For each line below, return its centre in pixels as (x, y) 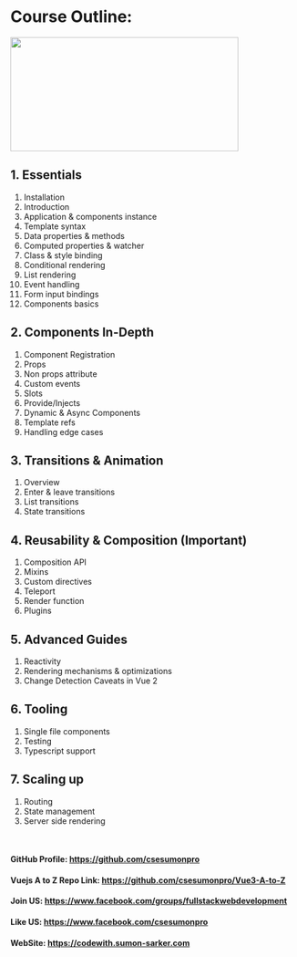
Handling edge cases (63, 432)
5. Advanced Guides (69, 639)
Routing (38, 801)
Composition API (55, 562)
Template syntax (55, 226)
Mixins (36, 572)
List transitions (51, 502)
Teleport (39, 591)
